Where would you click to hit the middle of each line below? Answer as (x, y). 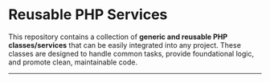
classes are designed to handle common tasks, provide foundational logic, (131, 53)
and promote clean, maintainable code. (73, 62)
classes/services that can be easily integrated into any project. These (125, 45)
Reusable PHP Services (88, 15)
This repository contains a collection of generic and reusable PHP (118, 37)
